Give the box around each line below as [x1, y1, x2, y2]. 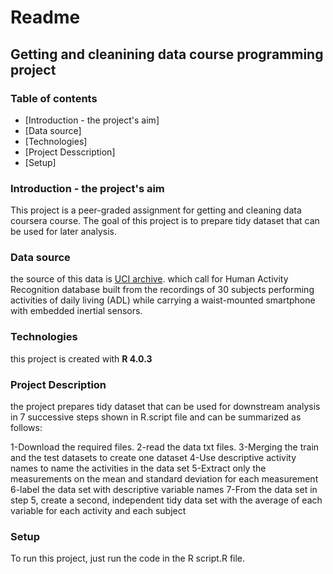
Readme [10, 6, 81, 29]
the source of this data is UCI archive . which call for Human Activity [10, 273, 289, 285]
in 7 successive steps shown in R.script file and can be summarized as [10, 411, 302, 423]
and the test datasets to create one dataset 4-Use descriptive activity [10, 452, 297, 464]
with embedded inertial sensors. [10, 305, 143, 317]
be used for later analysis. [10, 226, 117, 238]
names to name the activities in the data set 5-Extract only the [10, 462, 267, 475]
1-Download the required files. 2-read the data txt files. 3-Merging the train [10, 441, 320, 453]
